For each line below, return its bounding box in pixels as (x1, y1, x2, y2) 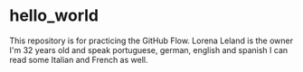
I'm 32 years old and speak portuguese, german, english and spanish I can (9, 44, 289, 55)
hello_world (9, 5, 99, 26)
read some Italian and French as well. (9, 54, 148, 65)
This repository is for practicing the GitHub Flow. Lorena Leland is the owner (9, 35, 294, 46)
